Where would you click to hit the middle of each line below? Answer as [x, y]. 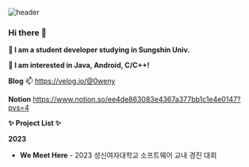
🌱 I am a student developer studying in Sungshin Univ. [99, 50]
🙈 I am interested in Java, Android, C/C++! [79, 65]
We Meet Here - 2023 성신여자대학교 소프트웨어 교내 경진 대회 [118, 155]
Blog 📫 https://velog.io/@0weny [62, 81]
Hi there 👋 [28, 32]
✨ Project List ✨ [35, 123]
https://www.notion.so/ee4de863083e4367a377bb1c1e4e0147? [137, 100]
